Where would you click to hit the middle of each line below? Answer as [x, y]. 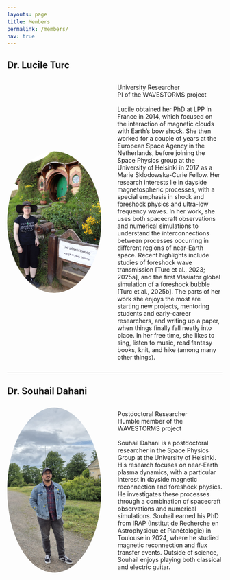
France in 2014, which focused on [165, 117]
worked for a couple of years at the [167, 139]
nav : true [21, 36]
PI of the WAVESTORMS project [162, 95]
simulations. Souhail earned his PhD [168, 515]
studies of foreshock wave [155, 263]
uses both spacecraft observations [166, 219]
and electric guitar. [144, 567]
